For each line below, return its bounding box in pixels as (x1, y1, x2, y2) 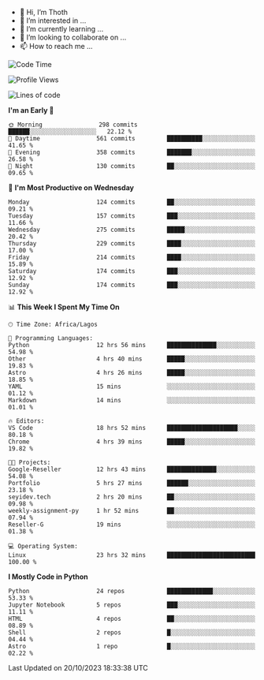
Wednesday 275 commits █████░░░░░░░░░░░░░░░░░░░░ (8, 226, 256, 234)
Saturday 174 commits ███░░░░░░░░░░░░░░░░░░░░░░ (8, 267, 256, 275)
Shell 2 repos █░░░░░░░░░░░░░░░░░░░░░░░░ (8, 629, 256, 637)
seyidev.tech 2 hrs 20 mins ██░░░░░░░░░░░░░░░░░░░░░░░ (8, 493, 256, 501)
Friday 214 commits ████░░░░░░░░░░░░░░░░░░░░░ (8, 253, 256, 261)
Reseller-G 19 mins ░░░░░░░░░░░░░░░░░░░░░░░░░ (8, 521, 256, 529)
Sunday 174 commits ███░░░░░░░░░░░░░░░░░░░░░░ (8, 281, 256, 289)
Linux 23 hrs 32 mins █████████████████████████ (8, 551, 256, 559)
